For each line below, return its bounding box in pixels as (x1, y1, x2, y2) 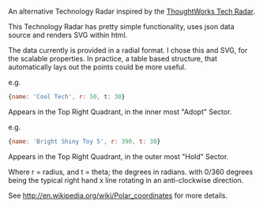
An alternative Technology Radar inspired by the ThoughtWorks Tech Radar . (8, 7, 255, 16)
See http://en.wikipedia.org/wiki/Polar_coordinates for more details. (8, 191, 228, 200)
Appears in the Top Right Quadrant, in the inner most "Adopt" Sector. (8, 106, 232, 117)
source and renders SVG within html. (8, 31, 128, 39)
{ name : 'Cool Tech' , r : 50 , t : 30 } (8, 93, 126, 101)
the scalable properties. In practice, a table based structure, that (8, 54, 218, 63)
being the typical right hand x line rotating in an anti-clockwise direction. (8, 175, 244, 184)
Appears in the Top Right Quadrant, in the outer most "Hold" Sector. (8, 151, 229, 161)
